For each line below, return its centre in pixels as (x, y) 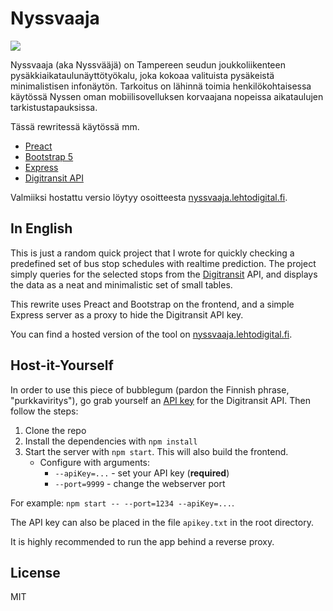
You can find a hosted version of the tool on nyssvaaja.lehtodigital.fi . (151, 334)
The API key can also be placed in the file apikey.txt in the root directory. (162, 522)
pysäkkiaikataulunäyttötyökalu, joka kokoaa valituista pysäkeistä (142, 75)
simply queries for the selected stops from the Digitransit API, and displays (164, 274)
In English (41, 228)
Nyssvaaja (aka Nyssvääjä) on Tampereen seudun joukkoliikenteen (148, 64)
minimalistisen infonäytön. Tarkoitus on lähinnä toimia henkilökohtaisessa (161, 86)
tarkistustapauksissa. (54, 107)
